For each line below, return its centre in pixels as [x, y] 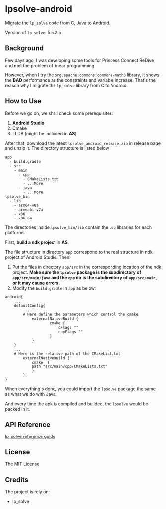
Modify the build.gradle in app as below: [54, 288]
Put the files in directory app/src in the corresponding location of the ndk [87, 267]
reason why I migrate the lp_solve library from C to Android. [66, 85]
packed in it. [18, 409]
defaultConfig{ [30, 306]
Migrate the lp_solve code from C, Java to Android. [58, 23]
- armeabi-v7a [28, 210]
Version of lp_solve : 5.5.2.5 [33, 32]
